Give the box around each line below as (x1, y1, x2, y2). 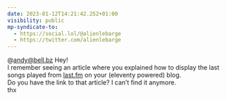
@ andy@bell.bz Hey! (7, 56, 68, 64)
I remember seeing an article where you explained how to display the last (7, 63, 220, 72)
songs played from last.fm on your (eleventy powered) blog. (7, 71, 182, 80)
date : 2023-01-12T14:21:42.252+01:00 (7, 10, 118, 18)
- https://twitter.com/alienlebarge (13, 37, 121, 44)
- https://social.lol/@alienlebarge (13, 30, 121, 37)
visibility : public (7, 17, 65, 24)
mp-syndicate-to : (7, 23, 59, 30)
